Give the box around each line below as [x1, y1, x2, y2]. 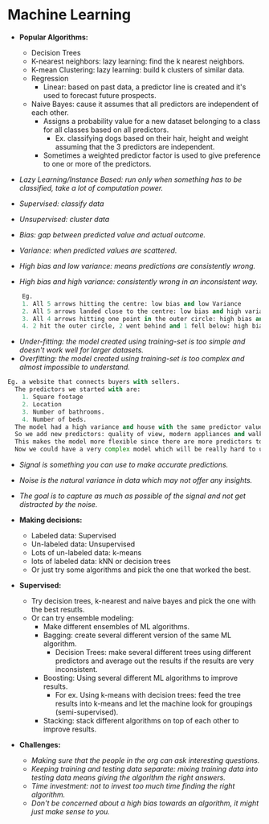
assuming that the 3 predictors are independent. [55, 142, 215, 151]
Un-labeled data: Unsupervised [31, 539, 136, 549]
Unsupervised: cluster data [18, 214, 110, 224]
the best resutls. [31, 605, 85, 615]
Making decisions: [18, 515, 83, 525]
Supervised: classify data [18, 199, 104, 208]
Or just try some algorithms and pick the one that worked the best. [31, 565, 251, 575]
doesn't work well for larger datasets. [18, 345, 144, 355]
